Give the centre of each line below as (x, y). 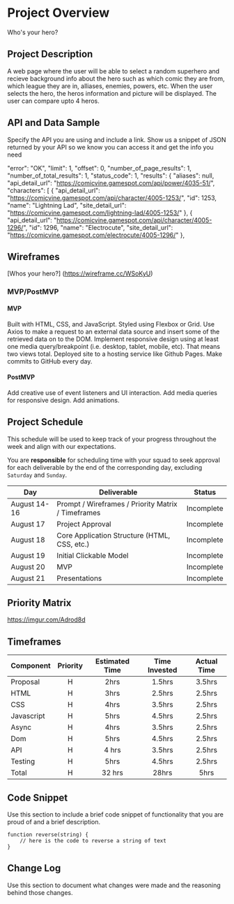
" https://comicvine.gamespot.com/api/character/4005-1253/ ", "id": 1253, (112, 198)
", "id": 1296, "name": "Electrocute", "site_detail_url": (98, 227)
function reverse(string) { (48, 834)
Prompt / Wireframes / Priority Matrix (117, 503)
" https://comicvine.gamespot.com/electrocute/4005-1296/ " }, (96, 235)
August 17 (28, 524)
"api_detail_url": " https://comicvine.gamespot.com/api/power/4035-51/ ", (111, 182)
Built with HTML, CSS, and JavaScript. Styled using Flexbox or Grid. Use (111, 324)
